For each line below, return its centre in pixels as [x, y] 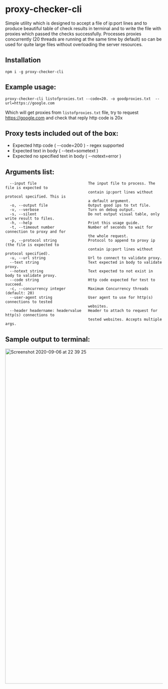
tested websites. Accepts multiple [125, 319]
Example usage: [31, 87]
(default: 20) [20, 293]
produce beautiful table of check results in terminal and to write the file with [83, 28]
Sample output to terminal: [48, 339]
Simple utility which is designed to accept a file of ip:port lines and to [76, 23]
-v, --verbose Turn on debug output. [72, 210]
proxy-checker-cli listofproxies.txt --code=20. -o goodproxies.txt [78, 99]
